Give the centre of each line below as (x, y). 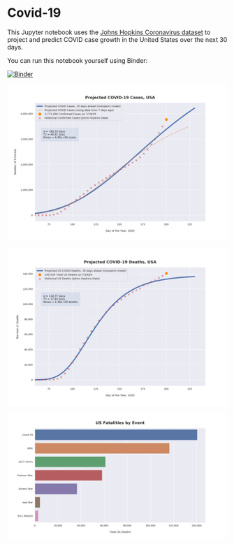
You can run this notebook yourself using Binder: (78, 60)
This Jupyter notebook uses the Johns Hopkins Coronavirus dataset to (109, 32)
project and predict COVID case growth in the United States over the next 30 (117, 39)
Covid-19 (34, 13)
